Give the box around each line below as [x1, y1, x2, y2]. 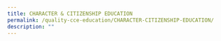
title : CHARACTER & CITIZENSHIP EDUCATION [7, 10, 133, 17]
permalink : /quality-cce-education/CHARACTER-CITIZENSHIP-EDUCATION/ [7, 17, 215, 24]
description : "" [7, 23, 55, 30]
